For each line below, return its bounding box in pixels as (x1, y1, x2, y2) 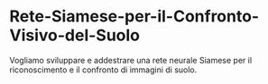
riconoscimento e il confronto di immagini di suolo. (9, 64, 198, 75)
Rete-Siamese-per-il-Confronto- (9, 6, 260, 27)
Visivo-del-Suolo (9, 25, 141, 46)
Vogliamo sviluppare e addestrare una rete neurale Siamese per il (9, 55, 253, 65)
